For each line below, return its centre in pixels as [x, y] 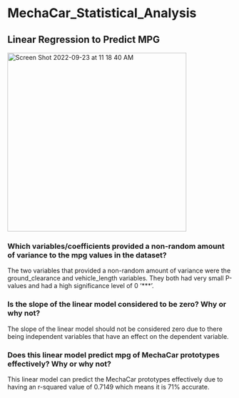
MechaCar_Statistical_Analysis [102, 13]
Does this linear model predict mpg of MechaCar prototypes [113, 354]
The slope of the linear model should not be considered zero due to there [115, 329]
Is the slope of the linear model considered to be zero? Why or [117, 305]
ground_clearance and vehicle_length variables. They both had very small [116, 278]
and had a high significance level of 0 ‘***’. [91, 286]
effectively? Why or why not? [60, 364]
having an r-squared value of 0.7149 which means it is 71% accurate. [108, 387]
